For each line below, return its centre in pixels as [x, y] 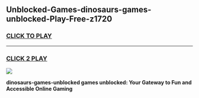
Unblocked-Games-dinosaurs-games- [79, 10]
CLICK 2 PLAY [27, 58]
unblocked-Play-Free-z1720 [59, 19]
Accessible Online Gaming [39, 88]
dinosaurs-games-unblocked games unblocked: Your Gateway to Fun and [99, 82]
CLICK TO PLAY [29, 36]
